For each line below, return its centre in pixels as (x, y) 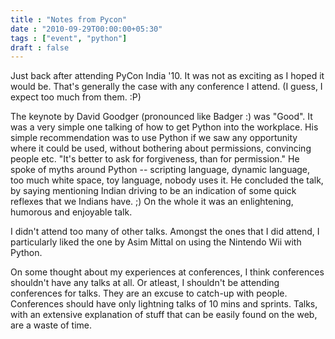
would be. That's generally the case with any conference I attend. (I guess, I (166, 87)
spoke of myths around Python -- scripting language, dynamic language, (160, 170)
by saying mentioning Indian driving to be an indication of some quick (153, 191)
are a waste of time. (51, 325)
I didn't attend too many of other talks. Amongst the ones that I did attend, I (165, 232)
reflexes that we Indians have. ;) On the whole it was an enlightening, (152, 202)
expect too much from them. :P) (76, 97)
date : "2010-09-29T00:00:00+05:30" (86, 29)
